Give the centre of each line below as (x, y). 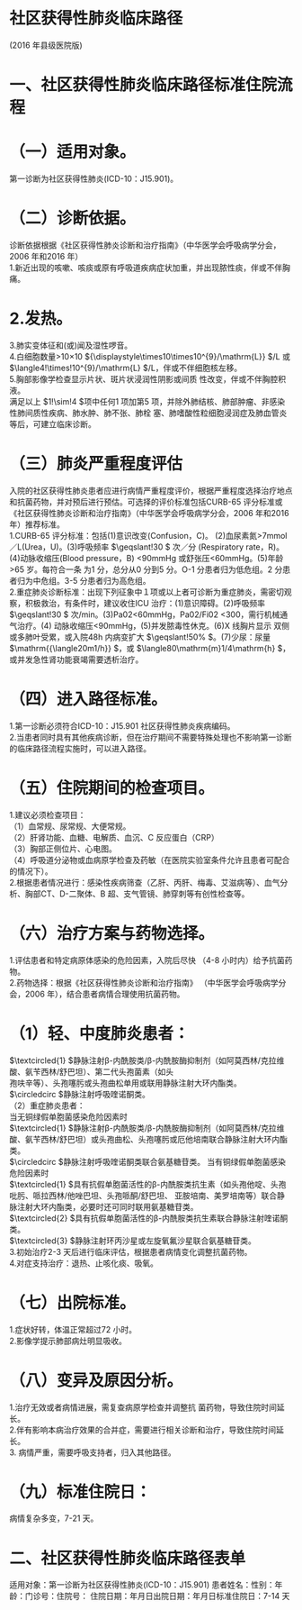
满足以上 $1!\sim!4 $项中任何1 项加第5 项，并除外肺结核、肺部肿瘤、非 (139, 401)
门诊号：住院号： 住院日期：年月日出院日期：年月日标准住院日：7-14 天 (157, 1596)
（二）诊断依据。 (73, 218)
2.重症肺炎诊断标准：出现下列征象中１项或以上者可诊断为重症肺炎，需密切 (147, 592)
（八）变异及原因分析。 (96, 1380)
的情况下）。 (31, 871)
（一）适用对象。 (73, 152)
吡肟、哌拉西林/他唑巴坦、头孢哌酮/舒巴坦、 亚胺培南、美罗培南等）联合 (143, 1196)
